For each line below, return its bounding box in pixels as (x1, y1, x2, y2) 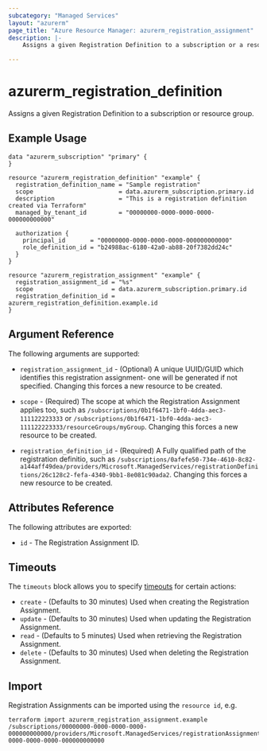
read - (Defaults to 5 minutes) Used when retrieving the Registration (19, 631, 242, 640)
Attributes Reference (8, 501, 114, 515)
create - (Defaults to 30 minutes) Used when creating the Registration (19, 597, 250, 607)
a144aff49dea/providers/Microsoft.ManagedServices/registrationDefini (19, 462, 259, 470)
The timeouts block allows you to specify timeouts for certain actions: (8, 582, 237, 591)
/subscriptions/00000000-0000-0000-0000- (8, 723, 148, 731)
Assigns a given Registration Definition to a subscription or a (22, 41, 244, 49)
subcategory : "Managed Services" (8, 11, 119, 20)
